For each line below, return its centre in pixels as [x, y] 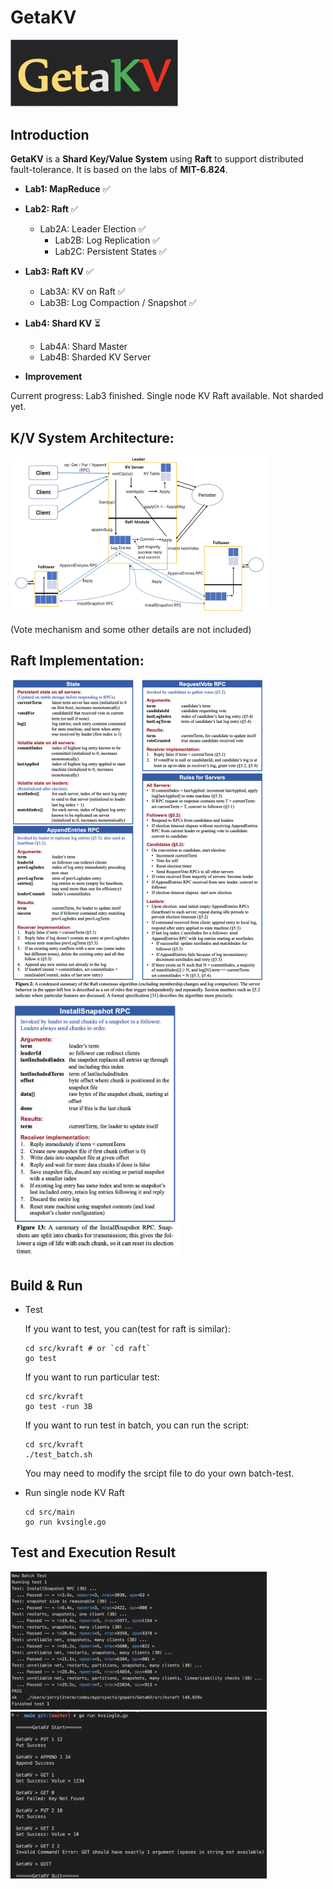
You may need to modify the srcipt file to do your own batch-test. [159, 1473]
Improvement [53, 377]
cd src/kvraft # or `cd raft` [88, 1348]
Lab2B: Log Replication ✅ [107, 240]
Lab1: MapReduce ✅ [67, 189]
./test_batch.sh [58, 1454]
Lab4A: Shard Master [83, 347]
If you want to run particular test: [92, 1377]
